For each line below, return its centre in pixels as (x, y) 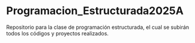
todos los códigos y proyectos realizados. (58, 33)
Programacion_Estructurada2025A (95, 11)
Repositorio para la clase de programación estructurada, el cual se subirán (98, 27)
